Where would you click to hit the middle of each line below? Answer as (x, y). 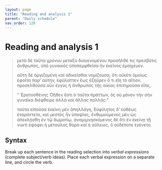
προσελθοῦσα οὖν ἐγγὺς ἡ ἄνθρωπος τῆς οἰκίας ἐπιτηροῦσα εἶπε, (84, 85)
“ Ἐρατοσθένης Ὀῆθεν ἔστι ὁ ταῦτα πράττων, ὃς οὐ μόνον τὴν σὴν (84, 95)
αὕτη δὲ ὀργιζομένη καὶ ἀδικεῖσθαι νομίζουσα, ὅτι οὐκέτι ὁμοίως (82, 75)
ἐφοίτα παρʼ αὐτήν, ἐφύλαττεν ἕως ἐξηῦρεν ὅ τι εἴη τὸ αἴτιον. (79, 80)
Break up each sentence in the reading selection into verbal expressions (77, 152)
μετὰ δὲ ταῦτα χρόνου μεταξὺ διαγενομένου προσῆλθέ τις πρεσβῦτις (87, 61)
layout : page (18, 9)
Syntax (16, 140)
